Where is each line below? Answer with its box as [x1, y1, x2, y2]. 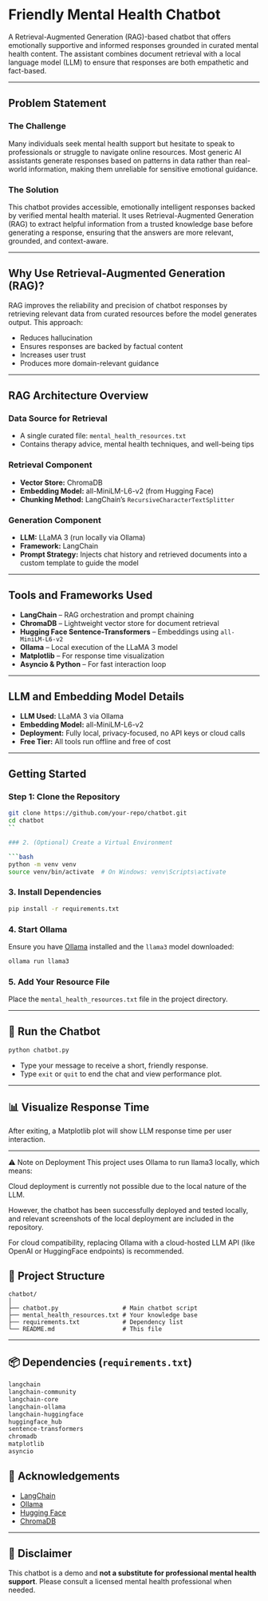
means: [8, 1166, 33, 1175]
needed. [8, 1585, 36, 1595]
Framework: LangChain [19, 541, 98, 551]
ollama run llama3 [8, 957, 69, 965]
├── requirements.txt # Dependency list [8, 1318, 183, 1326]
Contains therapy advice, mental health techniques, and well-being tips [19, 439, 254, 449]
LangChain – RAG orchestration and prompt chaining [19, 609, 195, 620]
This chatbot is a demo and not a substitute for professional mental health [8, 1567, 257, 1578]
